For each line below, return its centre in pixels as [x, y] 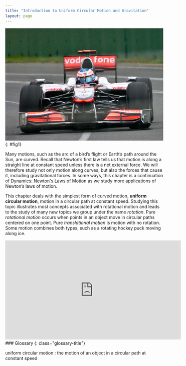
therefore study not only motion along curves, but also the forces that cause [84, 170]
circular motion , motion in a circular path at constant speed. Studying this [81, 201]
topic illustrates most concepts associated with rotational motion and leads [82, 206]
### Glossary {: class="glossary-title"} [45, 343]
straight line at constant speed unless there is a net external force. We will [81, 165]
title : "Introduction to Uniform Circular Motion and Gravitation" [77, 11]
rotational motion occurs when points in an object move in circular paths [80, 217]
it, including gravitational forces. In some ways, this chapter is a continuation [84, 175]
